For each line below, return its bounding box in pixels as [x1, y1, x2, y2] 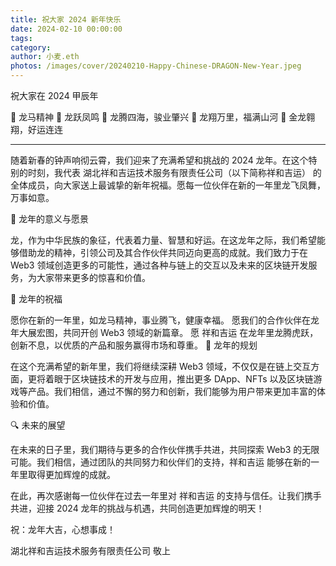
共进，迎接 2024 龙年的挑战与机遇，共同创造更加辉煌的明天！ [10, 502, 265, 514]
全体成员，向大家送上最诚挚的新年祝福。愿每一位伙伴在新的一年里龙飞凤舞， [10, 179, 326, 191]
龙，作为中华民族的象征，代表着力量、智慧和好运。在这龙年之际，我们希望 [10, 234, 317, 246]
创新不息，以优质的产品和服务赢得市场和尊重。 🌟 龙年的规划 [10, 339, 258, 351]
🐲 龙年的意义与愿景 [10, 213, 90, 225]
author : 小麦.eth [10, 52, 80, 62]
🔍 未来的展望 [10, 419, 66, 431]
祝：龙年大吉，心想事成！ [10, 524, 116, 535]
